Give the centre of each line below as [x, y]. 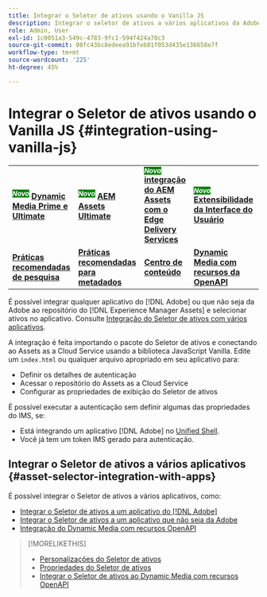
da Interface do [223, 209]
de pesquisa [36, 277]
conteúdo [163, 272]
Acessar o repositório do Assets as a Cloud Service [104, 383]
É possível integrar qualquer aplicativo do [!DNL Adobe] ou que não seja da [132, 301]
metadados [100, 281]
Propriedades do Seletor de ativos [95, 567]
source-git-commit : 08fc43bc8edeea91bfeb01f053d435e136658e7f [113, 45]
